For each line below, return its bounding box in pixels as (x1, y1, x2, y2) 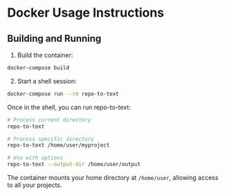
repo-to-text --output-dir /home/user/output (7, 161, 141, 168)
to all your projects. (7, 181, 62, 189)
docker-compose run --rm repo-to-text (7, 90, 119, 97)
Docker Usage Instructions (7, 5, 165, 21)
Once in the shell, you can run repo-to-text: (7, 103, 132, 111)
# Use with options (7, 154, 64, 161)
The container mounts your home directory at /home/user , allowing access (7, 174, 219, 181)
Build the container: (17, 51, 73, 59)
